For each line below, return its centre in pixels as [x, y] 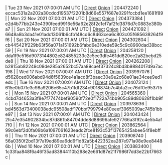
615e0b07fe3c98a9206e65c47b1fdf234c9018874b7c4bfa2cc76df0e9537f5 [84, 88]
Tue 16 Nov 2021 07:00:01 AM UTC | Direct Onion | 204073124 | [85, 82]
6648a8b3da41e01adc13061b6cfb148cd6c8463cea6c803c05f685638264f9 [84, 34]
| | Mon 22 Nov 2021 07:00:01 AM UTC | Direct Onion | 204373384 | [75, 18]
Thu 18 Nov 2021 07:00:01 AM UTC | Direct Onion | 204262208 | [86, 61]
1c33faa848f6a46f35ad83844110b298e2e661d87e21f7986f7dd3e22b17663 [83, 151]
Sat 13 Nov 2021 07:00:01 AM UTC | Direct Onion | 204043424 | [86, 114]
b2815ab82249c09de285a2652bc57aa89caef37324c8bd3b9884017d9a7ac [84, 66]
